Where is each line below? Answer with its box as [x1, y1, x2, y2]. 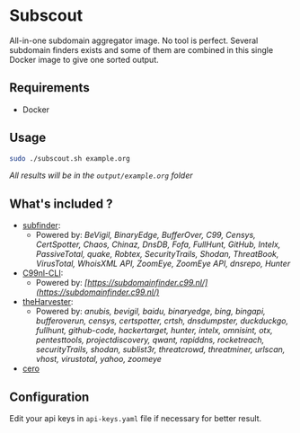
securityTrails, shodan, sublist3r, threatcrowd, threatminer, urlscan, [35, 344, 286, 355]
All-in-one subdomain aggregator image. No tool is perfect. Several [9, 35, 259, 46]
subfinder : [22, 220, 61, 231]
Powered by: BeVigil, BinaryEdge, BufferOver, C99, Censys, [35, 230, 256, 241]
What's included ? [9, 196, 114, 211]
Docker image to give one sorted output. [9, 54, 159, 65]
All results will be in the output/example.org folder [9, 170, 193, 181]
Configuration [9, 389, 90, 404]
